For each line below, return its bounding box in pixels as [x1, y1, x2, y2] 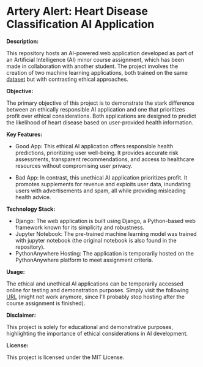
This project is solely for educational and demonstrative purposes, [6, 323, 173, 330]
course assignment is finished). [6, 299, 86, 307]
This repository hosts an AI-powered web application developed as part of [6, 49, 194, 56]
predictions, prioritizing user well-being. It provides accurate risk [15, 149, 179, 156]
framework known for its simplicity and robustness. [15, 224, 145, 231]
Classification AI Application [6, 17, 155, 31]
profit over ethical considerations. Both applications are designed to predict [6, 112, 197, 119]
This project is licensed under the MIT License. [6, 354, 125, 361]
